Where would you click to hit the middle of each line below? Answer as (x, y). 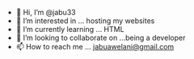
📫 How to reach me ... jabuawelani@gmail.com (95, 47)
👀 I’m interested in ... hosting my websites (85, 21)
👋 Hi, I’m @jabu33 (46, 12)
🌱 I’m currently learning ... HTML (70, 29)
